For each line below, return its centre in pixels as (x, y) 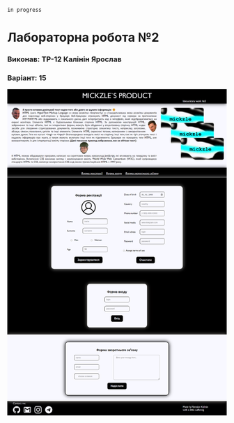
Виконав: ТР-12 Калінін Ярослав (64, 59)
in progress (24, 10)
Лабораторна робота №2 (83, 38)
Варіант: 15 (27, 78)
